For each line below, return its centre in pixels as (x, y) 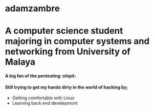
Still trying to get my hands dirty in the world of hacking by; (66, 87)
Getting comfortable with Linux (43, 98)
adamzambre (33, 9)
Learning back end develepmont (45, 103)
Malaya (20, 62)
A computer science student (64, 31)
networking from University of (68, 52)
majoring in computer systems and (77, 41)
